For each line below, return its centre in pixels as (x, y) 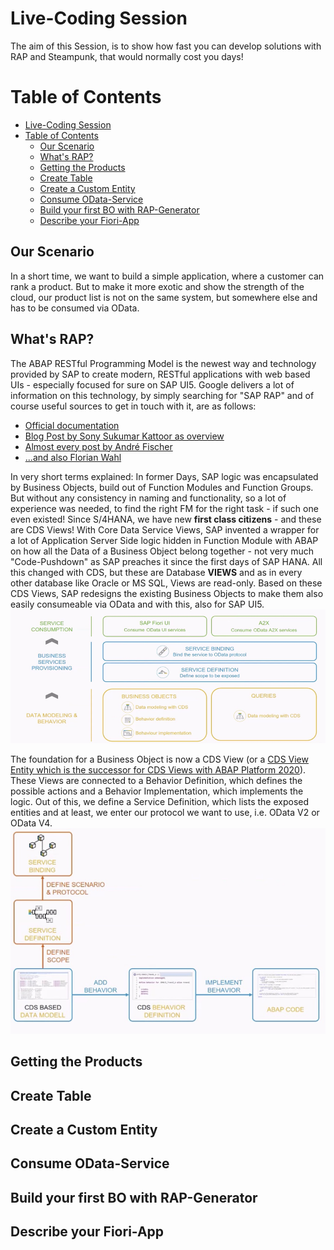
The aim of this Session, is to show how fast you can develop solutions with (166, 46)
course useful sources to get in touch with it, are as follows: (133, 406)
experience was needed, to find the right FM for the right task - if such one (164, 508)
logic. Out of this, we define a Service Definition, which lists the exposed (160, 802)
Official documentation (72, 425)
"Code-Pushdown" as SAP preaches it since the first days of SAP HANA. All (166, 561)
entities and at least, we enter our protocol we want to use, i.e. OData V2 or (165, 813)
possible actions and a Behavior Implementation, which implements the (157, 791)
